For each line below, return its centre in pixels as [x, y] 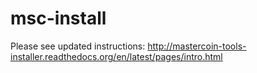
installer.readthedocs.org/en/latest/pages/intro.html [116, 56]
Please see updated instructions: [78, 46]
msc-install [58, 18]
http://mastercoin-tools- [197, 46]
